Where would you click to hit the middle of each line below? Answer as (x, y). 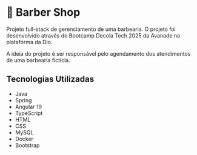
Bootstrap (27, 145)
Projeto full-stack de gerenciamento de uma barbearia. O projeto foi (91, 29)
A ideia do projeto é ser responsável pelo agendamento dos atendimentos (98, 53)
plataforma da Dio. (29, 42)
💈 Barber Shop (43, 12)
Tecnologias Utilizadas (50, 79)
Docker (24, 139)
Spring (23, 100)
